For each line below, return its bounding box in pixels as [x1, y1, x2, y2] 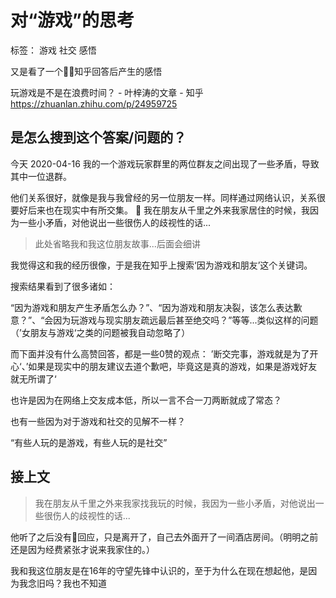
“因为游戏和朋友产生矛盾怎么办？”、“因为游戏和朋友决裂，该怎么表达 [10, 301, 294, 313]
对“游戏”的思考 [10, 9, 135, 32]
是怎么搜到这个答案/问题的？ [10, 129, 187, 146]
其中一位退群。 [10, 170, 72, 182]
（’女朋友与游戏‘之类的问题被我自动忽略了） [10, 326, 191, 338]
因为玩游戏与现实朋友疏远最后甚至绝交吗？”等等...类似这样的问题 [53, 314, 319, 326]
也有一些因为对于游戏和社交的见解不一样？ [10, 415, 186, 427]
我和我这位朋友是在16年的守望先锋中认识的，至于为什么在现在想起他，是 [10, 564, 309, 576]
